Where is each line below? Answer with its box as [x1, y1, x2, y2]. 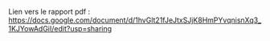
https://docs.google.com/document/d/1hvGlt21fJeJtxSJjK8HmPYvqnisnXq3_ [8, 15, 262, 25]
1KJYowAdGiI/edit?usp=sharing [8, 24, 112, 33]
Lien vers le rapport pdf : [8, 7, 91, 16]
